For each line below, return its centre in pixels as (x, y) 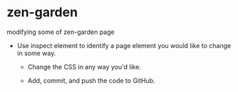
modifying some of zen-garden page (61, 32)
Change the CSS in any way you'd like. (84, 67)
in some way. (36, 53)
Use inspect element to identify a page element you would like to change (124, 45)
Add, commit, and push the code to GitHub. (91, 80)
